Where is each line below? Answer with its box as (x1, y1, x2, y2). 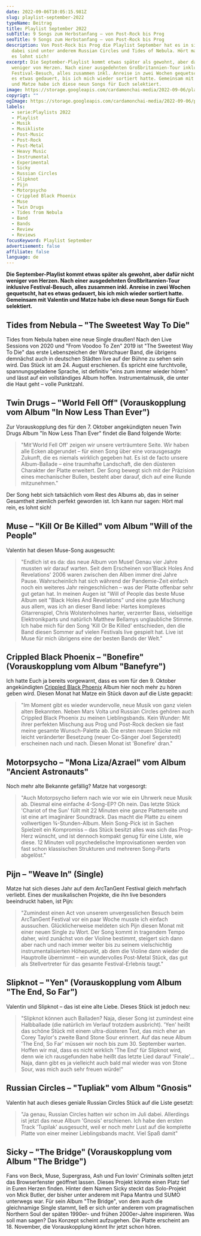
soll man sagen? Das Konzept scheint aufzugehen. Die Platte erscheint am (6, 1217, 190, 1224)
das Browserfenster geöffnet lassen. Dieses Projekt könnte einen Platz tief (6, 1178, 190, 1186)
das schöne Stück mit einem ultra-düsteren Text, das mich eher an (20, 1027, 185, 1034)
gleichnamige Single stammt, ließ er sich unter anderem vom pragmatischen (6, 1204, 194, 1211)
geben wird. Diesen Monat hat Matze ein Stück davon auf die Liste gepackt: (6, 690, 193, 697)
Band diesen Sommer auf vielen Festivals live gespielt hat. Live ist (20, 628, 184, 635)
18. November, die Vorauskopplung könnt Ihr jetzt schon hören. (6, 1223, 162, 1231)
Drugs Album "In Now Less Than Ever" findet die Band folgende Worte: (6, 430, 182, 437)
